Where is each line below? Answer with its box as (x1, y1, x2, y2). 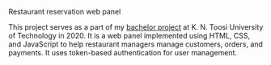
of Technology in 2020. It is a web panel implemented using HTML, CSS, (8, 31, 251, 40)
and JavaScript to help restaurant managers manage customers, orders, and (8, 39, 263, 49)
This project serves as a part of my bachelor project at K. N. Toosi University (8, 22, 264, 31)
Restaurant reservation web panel (8, 7, 121, 16)
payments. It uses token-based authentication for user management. (8, 48, 237, 57)
